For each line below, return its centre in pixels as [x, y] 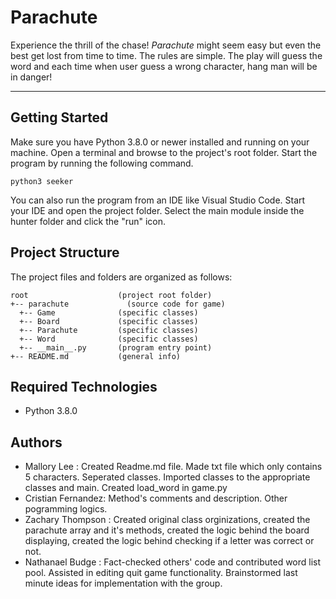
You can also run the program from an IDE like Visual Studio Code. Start [158, 200]
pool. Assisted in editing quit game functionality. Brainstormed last [161, 573]
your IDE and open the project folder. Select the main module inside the [157, 210]
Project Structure [65, 252]
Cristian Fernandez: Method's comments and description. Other [156, 498]
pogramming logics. [66, 509]
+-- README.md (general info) [96, 356]
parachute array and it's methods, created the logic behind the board [167, 530]
